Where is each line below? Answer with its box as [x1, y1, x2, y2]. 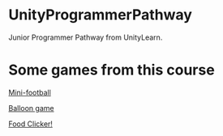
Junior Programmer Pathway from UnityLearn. [8, 32, 163, 42]
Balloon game [8, 103, 54, 113]
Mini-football [8, 87, 51, 97]
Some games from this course [8, 61, 215, 79]
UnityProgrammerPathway [8, 6, 193, 24]
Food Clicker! [8, 119, 53, 129]
